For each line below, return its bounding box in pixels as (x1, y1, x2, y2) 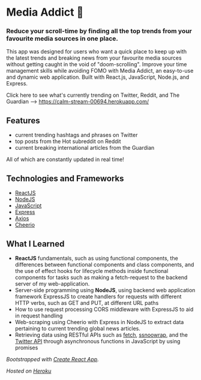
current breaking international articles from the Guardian (14, 144, 155, 152)
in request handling (14, 312, 63, 319)
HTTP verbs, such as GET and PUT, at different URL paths (14, 299, 159, 306)
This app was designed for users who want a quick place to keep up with (6, 48, 187, 55)
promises (14, 344, 38, 351)
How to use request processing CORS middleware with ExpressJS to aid (14, 305, 194, 313)
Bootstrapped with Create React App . (6, 355, 99, 363)
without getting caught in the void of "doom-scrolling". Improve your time (6, 61, 187, 68)
